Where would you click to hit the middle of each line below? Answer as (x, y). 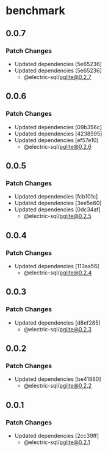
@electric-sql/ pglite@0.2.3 (58, 329)
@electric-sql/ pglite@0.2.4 (58, 273)
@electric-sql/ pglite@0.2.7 (57, 77)
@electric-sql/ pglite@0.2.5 (58, 216)
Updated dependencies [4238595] (58, 134)
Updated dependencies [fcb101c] (56, 197)
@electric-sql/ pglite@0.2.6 (58, 146)
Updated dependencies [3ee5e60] (58, 203)
